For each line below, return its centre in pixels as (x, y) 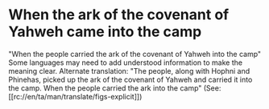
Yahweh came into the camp (105, 32)
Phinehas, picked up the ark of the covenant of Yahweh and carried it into (130, 79)
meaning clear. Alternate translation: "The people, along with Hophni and (129, 71)
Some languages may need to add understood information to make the (126, 63)
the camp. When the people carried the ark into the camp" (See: (115, 88)
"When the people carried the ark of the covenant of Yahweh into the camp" (135, 54)
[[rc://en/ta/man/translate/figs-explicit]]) (75, 96)
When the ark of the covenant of (119, 15)
